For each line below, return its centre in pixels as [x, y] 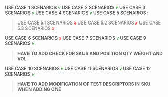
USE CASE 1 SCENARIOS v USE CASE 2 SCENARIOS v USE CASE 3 [75, 7]
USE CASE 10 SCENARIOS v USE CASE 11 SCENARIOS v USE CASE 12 [78, 69]
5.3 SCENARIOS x [36, 28]
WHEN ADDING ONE [39, 89]
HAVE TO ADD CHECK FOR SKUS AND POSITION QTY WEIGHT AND [90, 53]
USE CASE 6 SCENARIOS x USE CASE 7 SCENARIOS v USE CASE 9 [75, 38]
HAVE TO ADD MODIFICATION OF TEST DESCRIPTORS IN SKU [84, 84]
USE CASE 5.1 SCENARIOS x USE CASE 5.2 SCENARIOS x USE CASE [89, 23]
